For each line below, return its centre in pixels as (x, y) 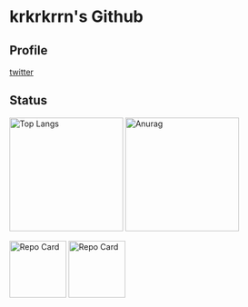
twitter (22, 72)
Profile (29, 50)
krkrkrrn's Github (76, 17)
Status (29, 100)
